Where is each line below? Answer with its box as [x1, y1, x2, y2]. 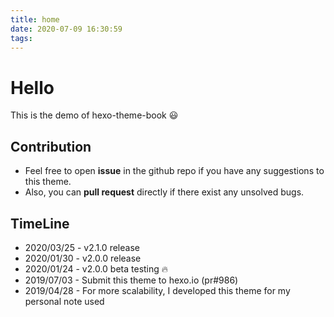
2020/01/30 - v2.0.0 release [24, 252, 142, 264]
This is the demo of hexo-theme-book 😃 [10, 109, 179, 121]
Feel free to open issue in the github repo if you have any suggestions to [24, 165, 325, 177]
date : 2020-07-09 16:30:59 [10, 24, 123, 34]
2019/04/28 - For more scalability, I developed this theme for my [24, 284, 291, 296]
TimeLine [10, 215, 70, 232]
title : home [10, 14, 60, 25]
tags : [10, 33, 33, 43]
